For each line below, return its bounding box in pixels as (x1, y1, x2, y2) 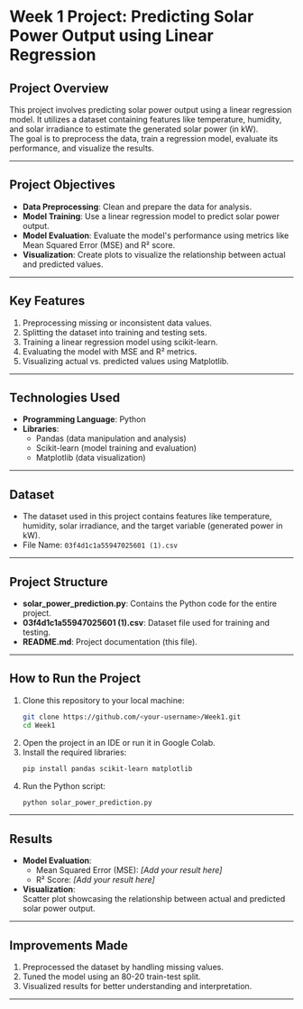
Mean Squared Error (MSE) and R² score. (22, 239, 176, 250)
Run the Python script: (22, 780, 106, 791)
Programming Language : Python (22, 414, 146, 425)
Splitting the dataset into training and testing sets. (22, 326, 207, 337)
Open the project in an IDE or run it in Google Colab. (22, 737, 216, 748)
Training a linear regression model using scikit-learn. (22, 336, 218, 347)
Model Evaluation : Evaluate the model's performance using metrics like (22, 230, 289, 241)
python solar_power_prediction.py (22, 798, 152, 807)
